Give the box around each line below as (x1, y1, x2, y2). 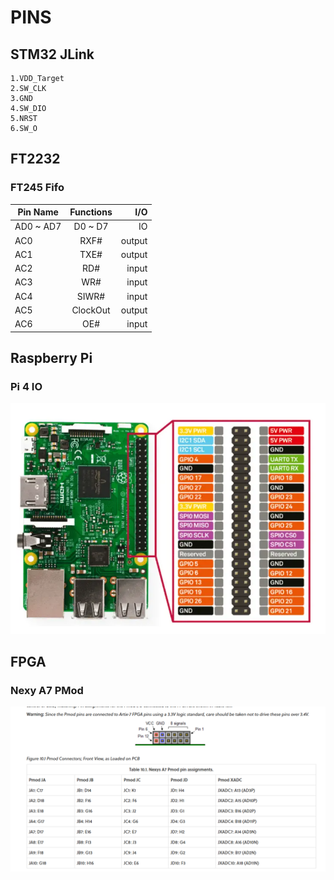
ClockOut (71, 304, 111, 316)
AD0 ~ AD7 (14, 221, 62, 233)
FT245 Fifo (10, 181, 65, 195)
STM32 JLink (10, 46, 95, 63)
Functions (69, 206, 113, 218)
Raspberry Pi (10, 350, 93, 367)
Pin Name (17, 206, 59, 218)
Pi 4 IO (10, 380, 43, 393)
